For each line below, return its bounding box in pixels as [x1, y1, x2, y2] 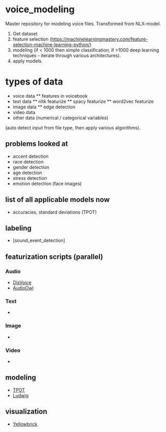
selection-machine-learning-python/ [12, 41, 90, 47]
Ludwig [12, 392, 29, 399]
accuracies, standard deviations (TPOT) [12, 209, 97, 215]
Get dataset [12, 30, 37, 36]
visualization [5, 407, 48, 416]
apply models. [12, 58, 43, 64]
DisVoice [12, 279, 32, 286]
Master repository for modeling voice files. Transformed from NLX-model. [5, 21, 161, 27]
